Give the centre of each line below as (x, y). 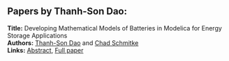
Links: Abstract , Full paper (45, 50)
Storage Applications (37, 35)
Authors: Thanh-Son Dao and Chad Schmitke (73, 43)
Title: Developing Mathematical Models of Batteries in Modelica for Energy (114, 28)
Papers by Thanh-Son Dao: (67, 11)
